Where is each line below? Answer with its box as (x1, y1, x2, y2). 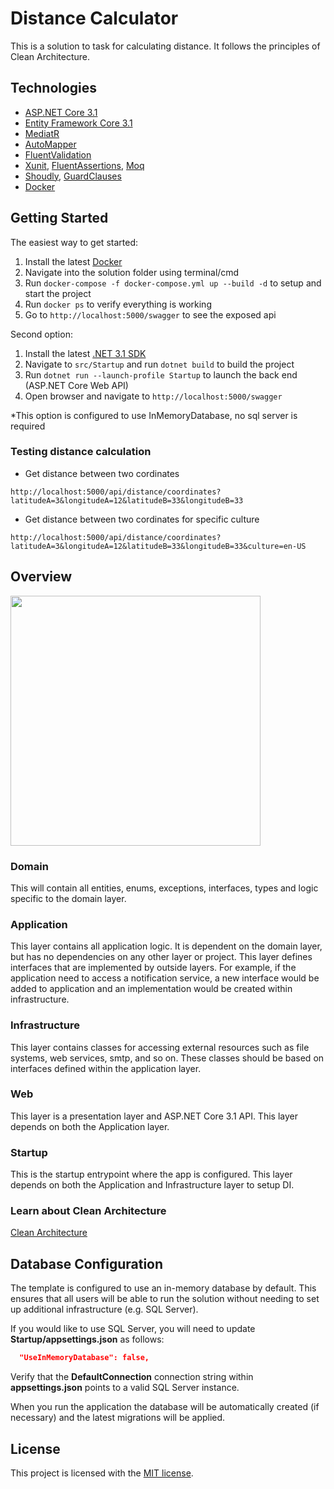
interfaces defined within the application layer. (10, 1062, 202, 1074)
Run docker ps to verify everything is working (24, 298, 212, 310)
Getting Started (10, 210, 109, 227)
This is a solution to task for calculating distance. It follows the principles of (10, 40, 321, 52)
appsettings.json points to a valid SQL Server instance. (10, 1382, 240, 1394)
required (10, 420, 46, 432)
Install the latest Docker (24, 255, 123, 267)
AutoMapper (24, 138, 77, 150)
